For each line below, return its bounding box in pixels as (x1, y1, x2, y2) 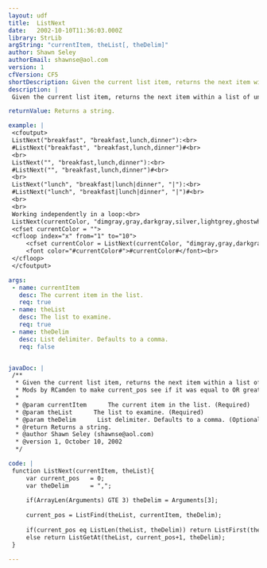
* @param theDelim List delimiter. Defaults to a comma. (15, 415, 226, 423)
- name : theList (11, 306, 66, 314)
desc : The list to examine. (18, 313, 112, 322)
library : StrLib (8, 33, 62, 42)
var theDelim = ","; (25, 481, 112, 489)
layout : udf (8, 11, 48, 20)
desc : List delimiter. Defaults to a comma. (18, 335, 169, 343)
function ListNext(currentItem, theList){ (11, 466, 155, 475)
